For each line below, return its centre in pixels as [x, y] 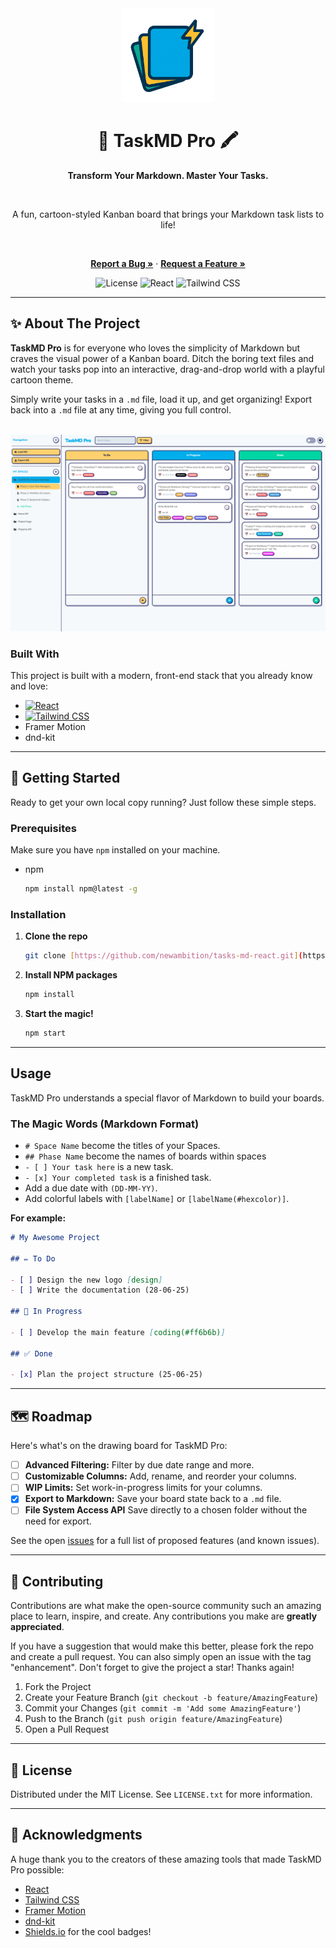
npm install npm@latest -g [81, 889]
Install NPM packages [71, 975]
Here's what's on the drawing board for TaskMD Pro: [119, 1446]
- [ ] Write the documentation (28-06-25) [100, 1290]
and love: [29, 686]
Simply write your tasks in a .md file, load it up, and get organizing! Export [161, 399]
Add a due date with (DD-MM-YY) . [91, 1188]
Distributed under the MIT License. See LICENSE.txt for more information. [161, 1794]
